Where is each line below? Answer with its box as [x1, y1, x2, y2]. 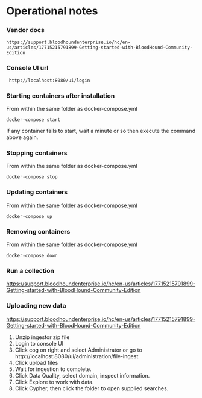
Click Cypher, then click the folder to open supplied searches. [14, 384, 169, 392]
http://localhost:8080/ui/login [8, 77, 90, 84]
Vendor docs [6, 26, 45, 34]
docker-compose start [6, 117, 61, 123]
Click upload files [14, 359, 58, 366]
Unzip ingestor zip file [14, 333, 70, 341]
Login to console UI [14, 340, 64, 347]
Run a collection [6, 266, 54, 275]
